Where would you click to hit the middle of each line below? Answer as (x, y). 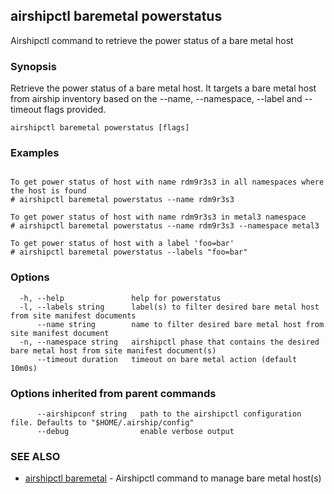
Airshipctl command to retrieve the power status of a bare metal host (152, 40)
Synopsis (33, 66)
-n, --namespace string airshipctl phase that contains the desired (169, 342)
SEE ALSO (35, 456)
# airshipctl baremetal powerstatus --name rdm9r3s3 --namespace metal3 (165, 226)
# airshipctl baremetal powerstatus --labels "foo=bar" (129, 252)
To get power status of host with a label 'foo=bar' (122, 244)
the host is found (48, 191)
